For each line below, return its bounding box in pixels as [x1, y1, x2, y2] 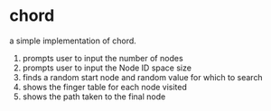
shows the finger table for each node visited [22, 81, 188, 92]
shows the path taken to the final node [22, 91, 166, 102]
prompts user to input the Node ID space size [22, 62, 192, 73]
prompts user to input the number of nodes [22, 52, 183, 63]
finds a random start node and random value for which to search [22, 71, 264, 82]
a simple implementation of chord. [9, 35, 137, 46]
